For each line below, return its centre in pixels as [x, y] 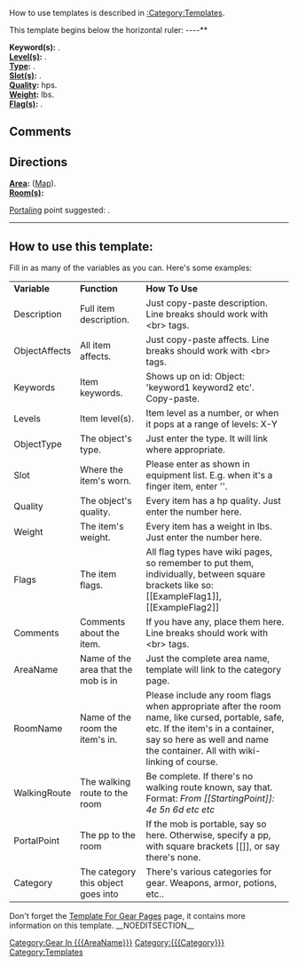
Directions [39, 162]
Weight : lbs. [32, 94]
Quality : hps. [33, 85]
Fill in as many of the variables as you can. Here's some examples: [131, 268]
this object [102, 883]
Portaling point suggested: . [60, 210]
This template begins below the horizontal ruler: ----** [109, 30]
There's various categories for [209, 872]
